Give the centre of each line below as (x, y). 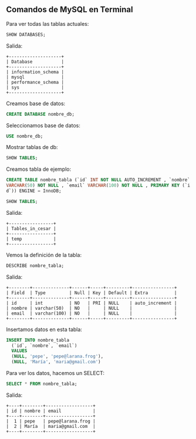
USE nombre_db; (25, 136)
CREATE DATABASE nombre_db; (40, 114)
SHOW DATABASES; (26, 35)
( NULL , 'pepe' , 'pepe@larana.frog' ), (58, 357)
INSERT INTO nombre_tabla (38, 340)
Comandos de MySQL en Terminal (70, 10)
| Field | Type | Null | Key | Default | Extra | (92, 293)
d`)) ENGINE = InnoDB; (34, 191)
